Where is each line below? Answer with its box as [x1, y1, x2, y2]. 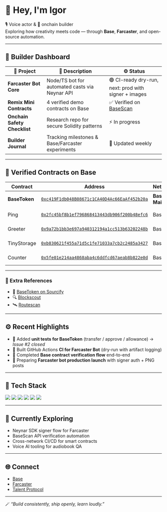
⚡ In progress [109, 119, 141, 126]
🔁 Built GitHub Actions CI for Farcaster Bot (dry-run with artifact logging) [12, 346, 162, 353]
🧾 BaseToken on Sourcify [12, 288, 64, 294]
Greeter [7, 225, 26, 232]
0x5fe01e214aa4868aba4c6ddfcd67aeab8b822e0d [41, 255, 148, 260]
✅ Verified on [109, 99, 141, 106]
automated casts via [46, 83, 94, 90]
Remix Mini [7, 99, 35, 106]
